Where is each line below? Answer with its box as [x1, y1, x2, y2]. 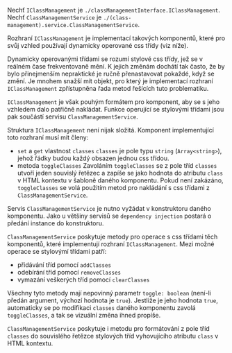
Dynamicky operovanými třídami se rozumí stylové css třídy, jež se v [7, 55, 204, 63]
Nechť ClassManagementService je [7, 13, 102, 21]
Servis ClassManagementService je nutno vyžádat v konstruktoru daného [7, 205, 212, 212]
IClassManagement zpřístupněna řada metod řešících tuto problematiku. [7, 85, 209, 92]
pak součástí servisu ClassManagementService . [7, 112, 138, 121]
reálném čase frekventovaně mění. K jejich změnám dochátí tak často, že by [7, 62, 225, 70]
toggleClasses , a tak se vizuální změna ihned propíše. [7, 311, 161, 319]
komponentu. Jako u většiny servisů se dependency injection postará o [7, 212, 212, 220]
